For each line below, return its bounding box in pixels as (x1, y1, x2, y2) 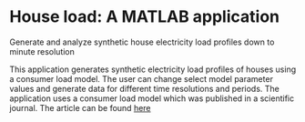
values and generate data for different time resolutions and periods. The (9, 83, 280, 94)
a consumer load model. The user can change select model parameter (9, 73, 273, 84)
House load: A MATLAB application (9, 6, 280, 27)
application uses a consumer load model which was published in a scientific (9, 93, 294, 104)
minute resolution (9, 46, 76, 56)
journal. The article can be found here (9, 102, 152, 113)
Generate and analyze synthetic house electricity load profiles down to (9, 36, 275, 47)
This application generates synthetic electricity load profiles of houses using (9, 64, 297, 75)
